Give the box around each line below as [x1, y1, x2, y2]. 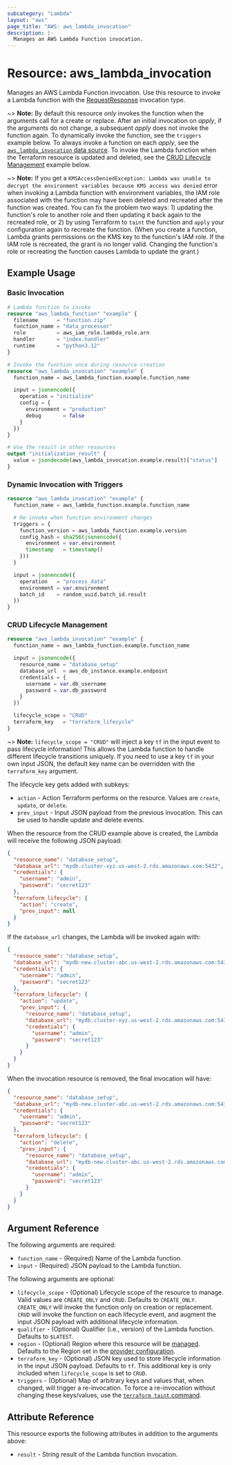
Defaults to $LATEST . [17, 1332, 74, 1341]
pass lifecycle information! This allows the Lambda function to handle [7, 744, 205, 753]
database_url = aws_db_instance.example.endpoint [19, 668, 168, 674]
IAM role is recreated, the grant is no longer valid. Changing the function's [7, 240, 218, 249]
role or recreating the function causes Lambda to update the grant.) [7, 247, 200, 256]
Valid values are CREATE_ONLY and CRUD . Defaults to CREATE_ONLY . [17, 1296, 197, 1304]
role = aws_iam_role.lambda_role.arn [13, 330, 150, 337]
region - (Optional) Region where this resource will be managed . [17, 1340, 200, 1348]
